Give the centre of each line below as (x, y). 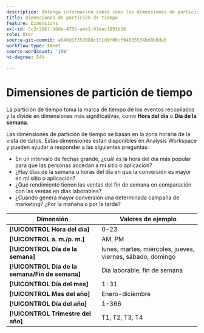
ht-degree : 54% (25, 57)
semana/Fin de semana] (45, 274)
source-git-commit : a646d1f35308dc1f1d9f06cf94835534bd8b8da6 (87, 40)
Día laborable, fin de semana (142, 270)
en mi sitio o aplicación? (45, 178)
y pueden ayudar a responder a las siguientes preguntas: (78, 147)
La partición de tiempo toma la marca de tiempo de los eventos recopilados (100, 109)
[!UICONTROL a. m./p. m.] (47, 239)
